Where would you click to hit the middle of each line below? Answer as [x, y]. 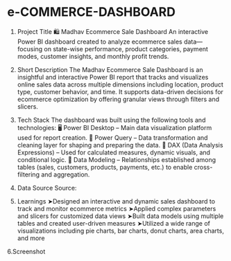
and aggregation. [66, 174]
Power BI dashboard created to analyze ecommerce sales [100, 42]
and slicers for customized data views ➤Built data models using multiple [120, 216]
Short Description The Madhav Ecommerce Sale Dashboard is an [110, 69]
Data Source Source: [47, 188]
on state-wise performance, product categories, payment [126, 48]
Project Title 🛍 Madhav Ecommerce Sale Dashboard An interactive [113, 31]
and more [31, 238]
